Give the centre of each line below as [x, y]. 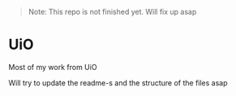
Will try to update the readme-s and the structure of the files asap [118, 83]
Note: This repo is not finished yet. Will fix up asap [112, 12]
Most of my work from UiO [53, 67]
